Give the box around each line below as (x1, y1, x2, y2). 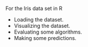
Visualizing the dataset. (13, 23, 71, 29)
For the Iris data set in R (5, 5, 62, 12)
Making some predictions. (13, 35, 77, 41)
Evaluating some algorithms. (13, 28, 82, 35)
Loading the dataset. (13, 16, 64, 23)
